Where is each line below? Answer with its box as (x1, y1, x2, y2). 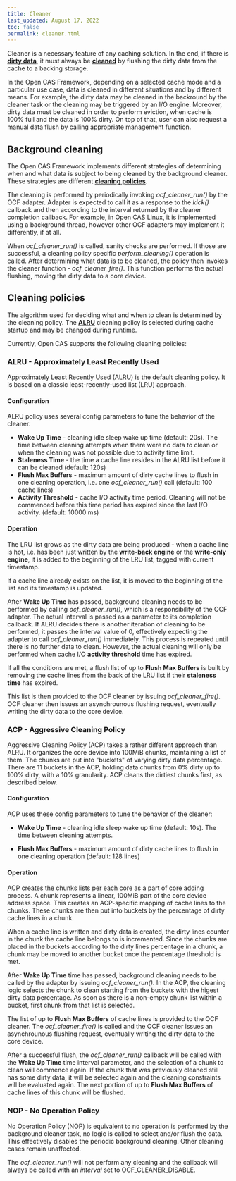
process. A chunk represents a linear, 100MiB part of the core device (7, 891, 206, 900)
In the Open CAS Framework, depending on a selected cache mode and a (7, 78, 221, 87)
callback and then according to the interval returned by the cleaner (7, 206, 202, 214)
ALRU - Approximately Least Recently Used (7, 357, 159, 366)
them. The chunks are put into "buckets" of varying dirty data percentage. (7, 755, 223, 764)
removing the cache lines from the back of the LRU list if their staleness (7, 671, 217, 679)
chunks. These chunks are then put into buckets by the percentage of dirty (7, 906, 225, 915)
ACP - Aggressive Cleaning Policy (7, 724, 125, 734)
